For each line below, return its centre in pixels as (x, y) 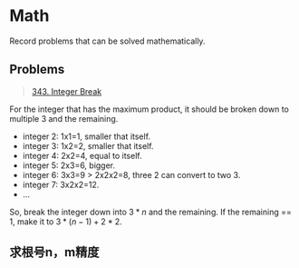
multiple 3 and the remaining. (64, 118)
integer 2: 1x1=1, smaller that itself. (87, 136)
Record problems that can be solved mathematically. (107, 41)
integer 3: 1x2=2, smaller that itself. (88, 145)
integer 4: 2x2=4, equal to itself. (82, 155)
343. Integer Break (67, 91)
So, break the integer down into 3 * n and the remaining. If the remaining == (150, 212)
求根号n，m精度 (54, 252)
